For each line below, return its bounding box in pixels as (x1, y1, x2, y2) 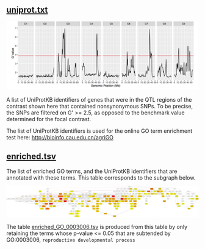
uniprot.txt (6, 5, 48, 15)
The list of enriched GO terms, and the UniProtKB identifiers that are (6, 167, 178, 175)
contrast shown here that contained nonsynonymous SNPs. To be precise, (6, 102, 193, 110)
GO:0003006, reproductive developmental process (6, 236, 135, 244)
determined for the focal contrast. (6, 115, 92, 122)
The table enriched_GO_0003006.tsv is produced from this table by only (6, 223, 188, 231)
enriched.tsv (6, 152, 56, 162)
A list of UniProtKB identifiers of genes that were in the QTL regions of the (6, 96, 192, 103)
